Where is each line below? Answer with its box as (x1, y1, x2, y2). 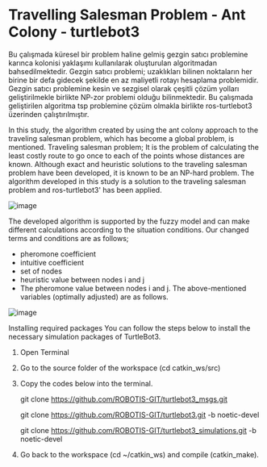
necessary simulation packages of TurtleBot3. (8, 331, 161, 341)
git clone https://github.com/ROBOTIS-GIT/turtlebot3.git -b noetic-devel (19, 410, 260, 419)
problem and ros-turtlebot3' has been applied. (8, 185, 163, 194)
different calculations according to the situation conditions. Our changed (8, 224, 249, 235)
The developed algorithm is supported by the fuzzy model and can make (8, 216, 250, 226)
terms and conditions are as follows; (8, 233, 129, 243)
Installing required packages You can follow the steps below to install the (8, 323, 251, 332)
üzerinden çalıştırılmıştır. (8, 109, 90, 119)
